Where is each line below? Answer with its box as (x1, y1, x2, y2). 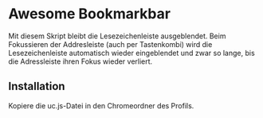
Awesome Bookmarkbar (8, 5, 171, 23)
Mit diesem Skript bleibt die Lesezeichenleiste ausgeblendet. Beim (8, 31, 226, 41)
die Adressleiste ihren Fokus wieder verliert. (8, 57, 153, 66)
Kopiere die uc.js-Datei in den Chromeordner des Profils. (8, 100, 194, 110)
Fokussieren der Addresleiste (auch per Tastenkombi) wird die (8, 39, 213, 49)
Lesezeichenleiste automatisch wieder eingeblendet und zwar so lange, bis (8, 48, 255, 57)
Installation (8, 80, 65, 93)
